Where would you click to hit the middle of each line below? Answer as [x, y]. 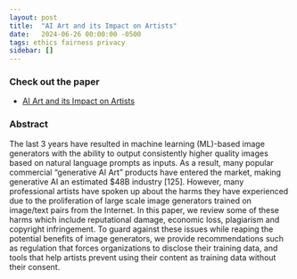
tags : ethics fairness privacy [67, 42]
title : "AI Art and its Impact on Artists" [93, 26]
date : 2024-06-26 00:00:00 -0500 [75, 34]
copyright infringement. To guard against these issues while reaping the [141, 229]
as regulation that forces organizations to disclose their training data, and [144, 248]
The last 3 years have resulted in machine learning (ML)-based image [137, 144]
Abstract [29, 124]
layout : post [33, 17]
